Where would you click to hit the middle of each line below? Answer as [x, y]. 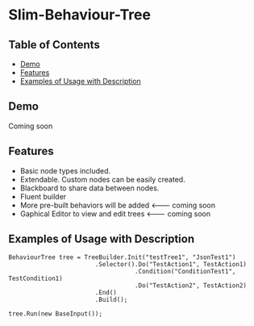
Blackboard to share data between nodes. [90, 188]
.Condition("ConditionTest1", [185, 272]
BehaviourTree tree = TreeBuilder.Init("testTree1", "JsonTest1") [122, 257]
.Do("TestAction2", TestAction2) [191, 286]
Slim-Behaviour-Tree [80, 15]
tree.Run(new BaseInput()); [56, 314]
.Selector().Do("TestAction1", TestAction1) [171, 265]
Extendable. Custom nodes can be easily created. [102, 179]
